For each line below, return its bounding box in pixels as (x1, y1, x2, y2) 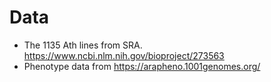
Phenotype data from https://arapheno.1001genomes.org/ (23, 60, 261, 72)
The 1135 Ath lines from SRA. (23, 39, 143, 51)
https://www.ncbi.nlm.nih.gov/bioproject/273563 (23, 49, 225, 61)
